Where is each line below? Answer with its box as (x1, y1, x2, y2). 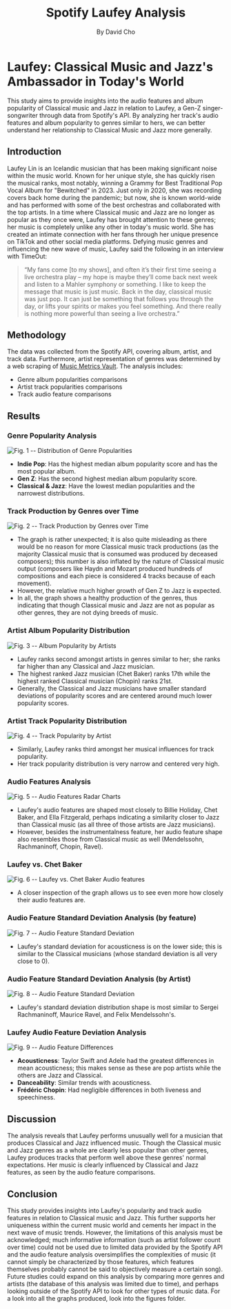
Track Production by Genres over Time (7, 506, 139, 516)
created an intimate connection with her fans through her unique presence (7, 230, 219, 239)
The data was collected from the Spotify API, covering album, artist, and (7, 347, 212, 356)
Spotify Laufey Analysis (46, 5, 186, 21)
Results (7, 410, 41, 422)
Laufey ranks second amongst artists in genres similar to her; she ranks (17, 655, 221, 663)
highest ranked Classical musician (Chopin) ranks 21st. (17, 677, 173, 685)
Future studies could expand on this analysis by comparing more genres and (7, 1272, 225, 1280)
